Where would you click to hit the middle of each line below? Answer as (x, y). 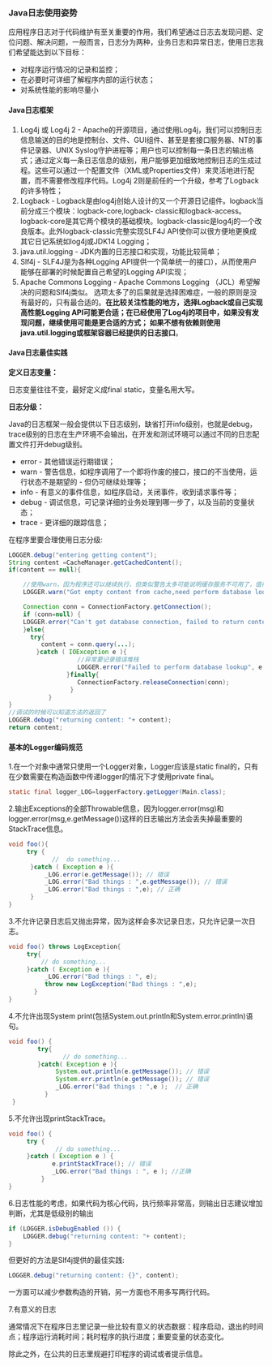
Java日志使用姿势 (43, 12)
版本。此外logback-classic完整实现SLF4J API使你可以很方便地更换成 (142, 231)
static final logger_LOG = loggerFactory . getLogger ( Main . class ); (117, 792)
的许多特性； (41, 190)
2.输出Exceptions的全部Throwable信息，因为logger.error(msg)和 (116, 808)
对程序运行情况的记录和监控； (70, 70)
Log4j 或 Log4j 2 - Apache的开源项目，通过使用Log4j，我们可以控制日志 (141, 129)
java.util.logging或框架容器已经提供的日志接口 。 (102, 332)
